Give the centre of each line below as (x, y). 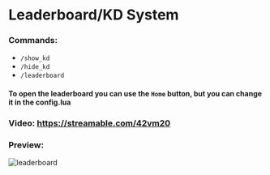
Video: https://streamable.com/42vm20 (90, 123)
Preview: (26, 145)
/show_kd (35, 58)
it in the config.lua (40, 102)
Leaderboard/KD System (94, 15)
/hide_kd (35, 67)
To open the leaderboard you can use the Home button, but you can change (135, 94)
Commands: (33, 41)
